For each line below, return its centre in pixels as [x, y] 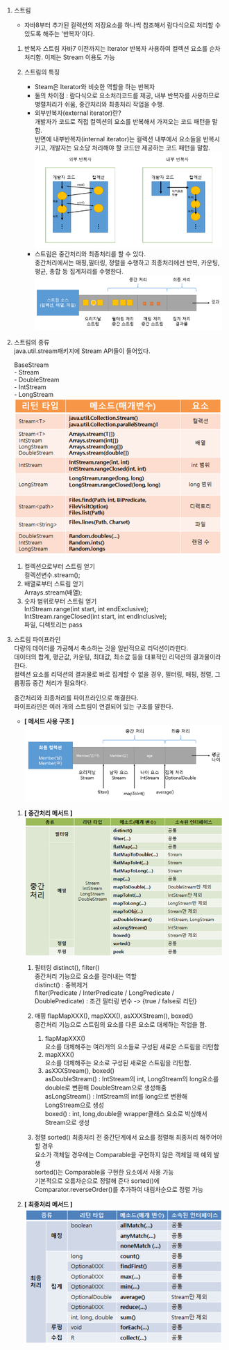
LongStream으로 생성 [74, 1105]
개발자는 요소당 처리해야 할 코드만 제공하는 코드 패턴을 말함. [130, 148]
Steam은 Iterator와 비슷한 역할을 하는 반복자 [95, 87]
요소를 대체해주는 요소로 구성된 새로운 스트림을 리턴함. [118, 1062]
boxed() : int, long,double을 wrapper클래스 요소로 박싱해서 [126, 1113]
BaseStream [31, 365]
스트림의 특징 [42, 72]
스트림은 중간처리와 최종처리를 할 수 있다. [90, 254]
